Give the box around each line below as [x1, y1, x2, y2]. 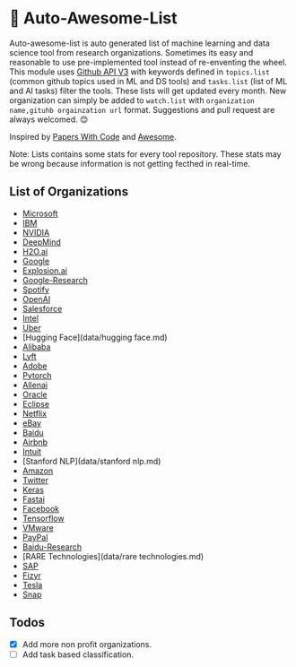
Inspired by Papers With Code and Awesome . [9, 131, 177, 142]
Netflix [22, 408, 48, 419]
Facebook [22, 503, 60, 514]
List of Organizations [9, 184, 128, 200]
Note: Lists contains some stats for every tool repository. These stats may [9, 148, 282, 160]
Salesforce [22, 303, 63, 314]
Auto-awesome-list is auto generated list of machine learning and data [9, 38, 271, 48]
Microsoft [22, 208, 58, 219]
